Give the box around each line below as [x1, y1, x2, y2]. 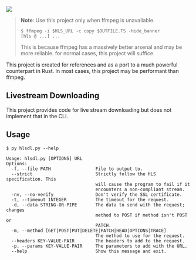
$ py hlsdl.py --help [6, 145, 59, 151]
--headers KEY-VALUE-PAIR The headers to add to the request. [11, 238, 185, 244]
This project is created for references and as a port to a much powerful [6, 61, 178, 68]
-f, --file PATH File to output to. [11, 166, 143, 172]
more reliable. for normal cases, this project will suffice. [20, 50, 155, 56]
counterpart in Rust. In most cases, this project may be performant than [6, 68, 179, 74]
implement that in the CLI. [6, 112, 69, 119]
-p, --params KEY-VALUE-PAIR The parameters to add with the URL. [11, 243, 188, 249]
